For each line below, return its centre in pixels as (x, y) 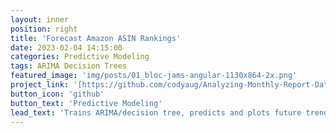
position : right (44, 29)
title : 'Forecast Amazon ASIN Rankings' (96, 38)
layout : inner (40, 19)
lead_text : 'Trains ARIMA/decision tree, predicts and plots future (156, 112)
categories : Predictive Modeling (80, 57)
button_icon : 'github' (57, 94)
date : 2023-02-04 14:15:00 (66, 47)
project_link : (40, 85)
